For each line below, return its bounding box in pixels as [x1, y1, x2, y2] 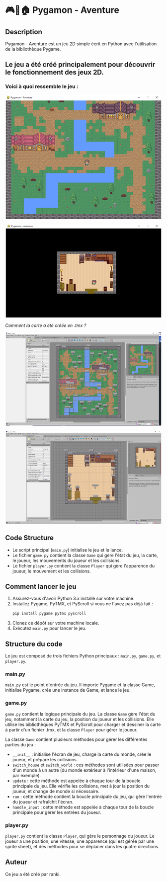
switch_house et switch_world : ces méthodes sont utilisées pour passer [12, 762, 160, 768]
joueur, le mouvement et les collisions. [12, 568, 91, 574]
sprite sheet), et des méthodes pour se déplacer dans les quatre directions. [5, 843, 160, 849]
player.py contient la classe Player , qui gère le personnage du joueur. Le [5, 833, 155, 839]
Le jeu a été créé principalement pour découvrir [5, 61, 156, 69]
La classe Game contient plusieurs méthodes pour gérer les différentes [5, 736, 148, 742]
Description [5, 27, 42, 36]
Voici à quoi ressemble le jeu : [5, 83, 79, 90]
